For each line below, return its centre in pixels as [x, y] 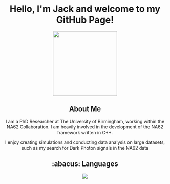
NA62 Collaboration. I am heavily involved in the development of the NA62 [85, 127]
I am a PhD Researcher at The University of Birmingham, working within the [85, 121]
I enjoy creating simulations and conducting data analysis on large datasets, [85, 142]
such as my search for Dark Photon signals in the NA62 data [85, 148]
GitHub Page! [85, 20]
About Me [85, 109]
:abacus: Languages [85, 164]
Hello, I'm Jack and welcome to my [85, 9]
